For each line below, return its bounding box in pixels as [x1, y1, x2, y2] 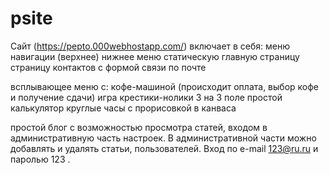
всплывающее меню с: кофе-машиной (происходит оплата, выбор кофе [10, 80, 319, 92]
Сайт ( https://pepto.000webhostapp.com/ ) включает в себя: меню [10, 40, 291, 52]
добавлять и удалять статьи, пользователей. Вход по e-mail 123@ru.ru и [10, 142, 319, 154]
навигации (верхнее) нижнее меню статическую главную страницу [10, 50, 300, 62]
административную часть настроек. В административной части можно [10, 132, 317, 144]
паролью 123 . [10, 153, 71, 165]
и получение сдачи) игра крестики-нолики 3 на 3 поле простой [10, 91, 283, 103]
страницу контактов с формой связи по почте [10, 61, 207, 73]
